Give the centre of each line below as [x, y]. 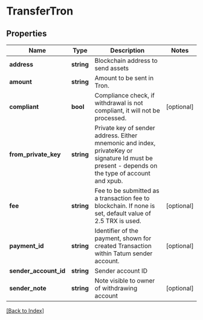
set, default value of [123, 213]
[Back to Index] [25, 311]
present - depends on [126, 166]
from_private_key [35, 154]
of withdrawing [116, 288]
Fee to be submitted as [127, 191]
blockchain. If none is [125, 206]
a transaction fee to [122, 198]
